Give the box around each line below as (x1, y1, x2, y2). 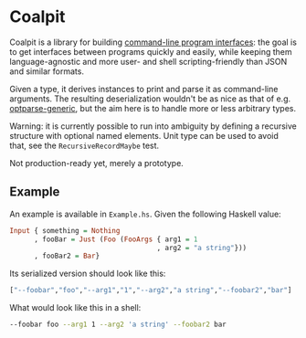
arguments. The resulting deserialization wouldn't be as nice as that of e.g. (9, 93, 291, 104)
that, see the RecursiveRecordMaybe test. (9, 140, 160, 151)
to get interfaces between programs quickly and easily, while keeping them (9, 46, 292, 57)
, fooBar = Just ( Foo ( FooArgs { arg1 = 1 (33, 235, 198, 244)
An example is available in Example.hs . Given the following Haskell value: (9, 208, 281, 219)
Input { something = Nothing (9, 226, 121, 235)
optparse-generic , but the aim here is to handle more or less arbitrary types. (9, 102, 297, 113)
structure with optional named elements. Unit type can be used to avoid (9, 130, 279, 141)
